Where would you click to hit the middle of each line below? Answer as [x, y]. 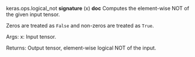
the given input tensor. [33, 14]
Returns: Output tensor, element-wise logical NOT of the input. [81, 48]
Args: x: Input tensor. [31, 37]
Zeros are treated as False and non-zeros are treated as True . [80, 26]
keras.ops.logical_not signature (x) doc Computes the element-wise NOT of [98, 8]
